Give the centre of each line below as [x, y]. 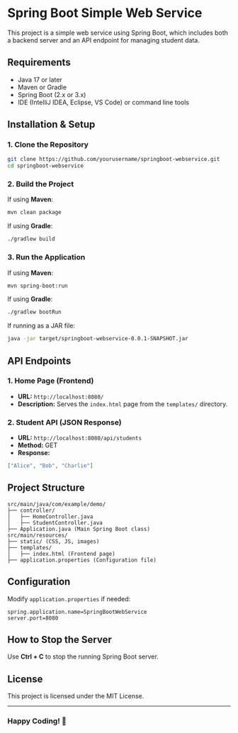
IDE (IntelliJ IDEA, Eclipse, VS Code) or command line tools [103, 102]
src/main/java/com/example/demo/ [57, 504]
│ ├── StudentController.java [55, 522]
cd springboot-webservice [45, 166]
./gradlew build [31, 239]
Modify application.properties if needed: [69, 599]
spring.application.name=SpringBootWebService [77, 612]
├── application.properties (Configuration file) [82, 560]
